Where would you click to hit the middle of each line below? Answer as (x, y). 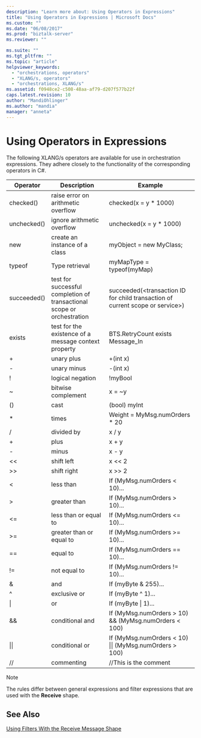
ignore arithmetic (75, 220)
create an (64, 237)
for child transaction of (141, 298)
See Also (23, 714)
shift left (63, 461)
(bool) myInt (126, 405)
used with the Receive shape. (43, 695)
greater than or (72, 533)
